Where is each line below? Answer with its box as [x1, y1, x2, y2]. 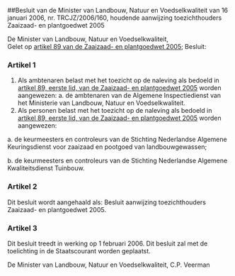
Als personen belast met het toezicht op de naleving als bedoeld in [17, 106, 212, 115]
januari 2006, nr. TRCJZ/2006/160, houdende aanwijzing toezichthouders [7, 13, 222, 22]
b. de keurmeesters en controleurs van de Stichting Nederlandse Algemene [7, 156, 228, 165]
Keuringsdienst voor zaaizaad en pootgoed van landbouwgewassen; [7, 143, 207, 151]
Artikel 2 [7, 182, 38, 192]
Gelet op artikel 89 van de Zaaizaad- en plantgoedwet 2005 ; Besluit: [7, 43, 207, 50]
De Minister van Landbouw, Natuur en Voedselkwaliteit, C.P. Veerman [7, 260, 210, 269]
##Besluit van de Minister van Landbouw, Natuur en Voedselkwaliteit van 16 [7, 6, 229, 14]
